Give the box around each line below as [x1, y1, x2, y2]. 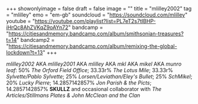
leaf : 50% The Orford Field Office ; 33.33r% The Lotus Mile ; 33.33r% [6, 67, 173, 73]
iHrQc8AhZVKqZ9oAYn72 [6, 24, 69, 31]
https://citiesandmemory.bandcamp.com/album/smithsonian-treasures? [8, 30, 184, 37]
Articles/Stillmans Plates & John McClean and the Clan [6, 92, 141, 99]
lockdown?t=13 [6, 49, 43, 56]
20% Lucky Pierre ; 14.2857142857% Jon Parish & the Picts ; [6, 79, 152, 86]
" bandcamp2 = [17, 37, 55, 43]
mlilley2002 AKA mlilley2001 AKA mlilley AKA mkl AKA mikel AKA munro [6, 60, 182, 67]
